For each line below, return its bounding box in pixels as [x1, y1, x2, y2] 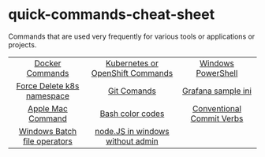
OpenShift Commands [91, 67, 174, 78]
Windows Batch [18, 125, 77, 136]
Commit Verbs [190, 113, 244, 124]
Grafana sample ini [182, 85, 252, 96]
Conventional [192, 103, 242, 114]
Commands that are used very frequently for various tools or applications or [8, 32, 256, 41]
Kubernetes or [105, 58, 159, 69]
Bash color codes [99, 108, 165, 119]
